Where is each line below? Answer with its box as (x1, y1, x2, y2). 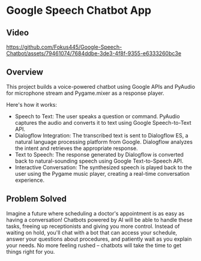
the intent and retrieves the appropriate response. (14, 145, 138, 152)
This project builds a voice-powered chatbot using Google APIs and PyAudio (6, 83, 196, 90)
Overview (6, 67, 44, 77)
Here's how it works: (6, 101, 58, 108)
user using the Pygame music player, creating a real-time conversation (14, 170, 190, 177)
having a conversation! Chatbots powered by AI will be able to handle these (6, 216, 193, 223)
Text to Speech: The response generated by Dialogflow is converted (14, 151, 184, 158)
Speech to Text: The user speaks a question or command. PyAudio (14, 112, 180, 120)
